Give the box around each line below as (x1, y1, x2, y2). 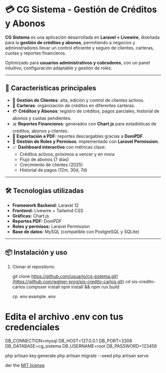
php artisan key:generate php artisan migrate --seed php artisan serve (5, 353, 149, 359)
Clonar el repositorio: (12, 264, 55, 270)
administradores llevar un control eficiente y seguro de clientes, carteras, (5, 45, 154, 51)
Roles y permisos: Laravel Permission (12, 223, 90, 229)
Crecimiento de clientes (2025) (19, 162, 83, 168)
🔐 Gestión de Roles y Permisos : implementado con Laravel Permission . (12, 138, 160, 144)
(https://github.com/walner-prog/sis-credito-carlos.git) (12, 279, 124, 285)
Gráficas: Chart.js (12, 213, 49, 219)
